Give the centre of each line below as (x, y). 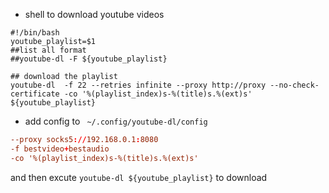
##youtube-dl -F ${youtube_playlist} (89, 59)
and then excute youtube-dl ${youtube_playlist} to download (139, 177)
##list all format (48, 50)
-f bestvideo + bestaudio (60, 149)
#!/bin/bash (35, 33)
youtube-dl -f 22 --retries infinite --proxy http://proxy (138, 85)
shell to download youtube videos (94, 14)
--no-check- (294, 85)
